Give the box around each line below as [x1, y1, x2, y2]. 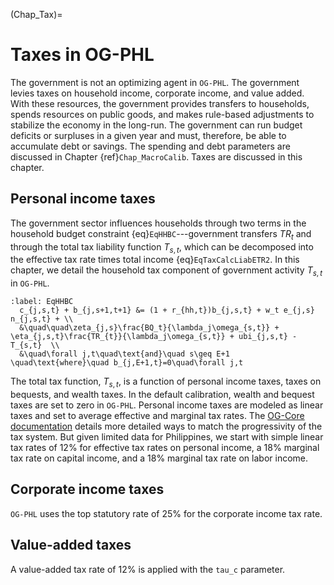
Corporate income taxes [10, 481, 165, 498]
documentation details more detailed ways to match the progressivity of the [10, 420, 323, 432]
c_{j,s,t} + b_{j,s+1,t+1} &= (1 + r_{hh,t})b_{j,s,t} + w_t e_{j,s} [19, 305, 315, 316]
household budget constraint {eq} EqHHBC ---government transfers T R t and [10, 227, 312, 242]
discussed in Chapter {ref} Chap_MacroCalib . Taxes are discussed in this [10, 150, 303, 163]
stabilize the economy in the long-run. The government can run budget [10, 119, 303, 131]
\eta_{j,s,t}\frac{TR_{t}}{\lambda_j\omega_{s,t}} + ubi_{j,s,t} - [10, 332, 298, 342]
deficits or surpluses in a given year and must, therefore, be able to [10, 129, 287, 141]
